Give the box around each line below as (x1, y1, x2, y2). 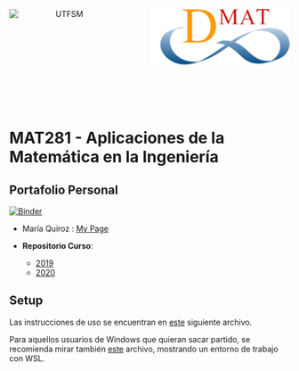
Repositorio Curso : (21, 241, 93, 251)
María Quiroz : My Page (21, 223, 109, 234)
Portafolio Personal (9, 182, 118, 197)
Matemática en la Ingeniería (9, 147, 220, 168)
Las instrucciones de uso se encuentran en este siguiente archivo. (9, 317, 253, 327)
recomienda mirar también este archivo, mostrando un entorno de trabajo (9, 343, 279, 354)
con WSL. (9, 352, 45, 364)
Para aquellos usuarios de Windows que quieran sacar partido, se (9, 334, 251, 344)
